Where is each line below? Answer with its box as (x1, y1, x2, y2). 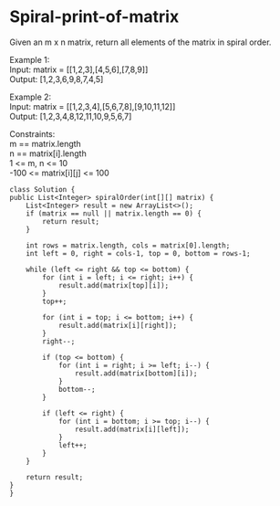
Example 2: (9, 91, 52, 102)
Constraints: (9, 128, 56, 139)
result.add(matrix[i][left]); (74, 425, 190, 434)
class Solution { (9, 184, 76, 194)
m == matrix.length (9, 138, 82, 149)
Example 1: (9, 54, 50, 65)
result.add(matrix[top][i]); (57, 280, 170, 290)
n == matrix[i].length (9, 148, 87, 159)
